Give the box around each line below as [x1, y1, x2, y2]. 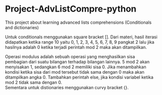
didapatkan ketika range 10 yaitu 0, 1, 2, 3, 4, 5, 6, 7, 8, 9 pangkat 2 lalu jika [5, 39, 155, 45]
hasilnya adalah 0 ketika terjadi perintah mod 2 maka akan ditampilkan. [5, 44, 147, 50]
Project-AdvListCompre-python [5, 3, 137, 15]
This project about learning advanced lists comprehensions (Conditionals [5, 19, 152, 25]
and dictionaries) [5, 24, 39, 30]
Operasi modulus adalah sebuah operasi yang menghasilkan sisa [5, 53, 135, 59]
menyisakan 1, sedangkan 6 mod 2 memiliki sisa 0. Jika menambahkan [5, 64, 146, 70]
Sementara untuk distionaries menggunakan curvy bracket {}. [5, 84, 129, 90]
